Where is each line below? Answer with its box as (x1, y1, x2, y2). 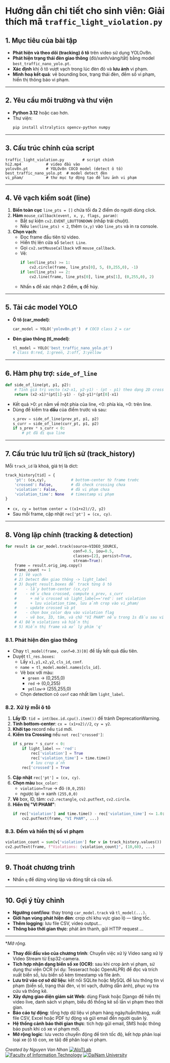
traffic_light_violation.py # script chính (5, 157, 114, 162)
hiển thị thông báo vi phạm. (12, 77, 70, 82)
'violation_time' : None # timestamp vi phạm (14, 491, 114, 497)
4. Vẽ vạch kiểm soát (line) (5, 193, 91, 202)
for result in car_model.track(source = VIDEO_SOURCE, (5, 544, 119, 549)
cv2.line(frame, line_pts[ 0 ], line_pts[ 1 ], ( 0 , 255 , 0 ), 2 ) (29, 274, 154, 279)
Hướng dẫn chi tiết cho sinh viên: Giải (5, 5, 165, 17)
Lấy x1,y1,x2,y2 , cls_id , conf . (20, 659, 83, 665)
